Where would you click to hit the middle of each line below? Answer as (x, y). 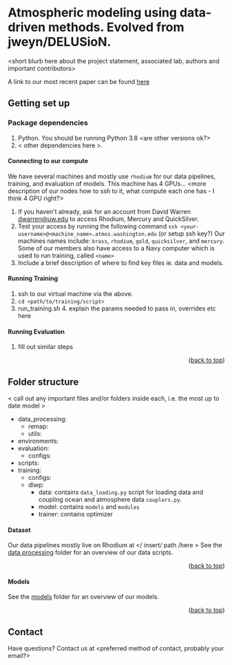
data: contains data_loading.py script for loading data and (121, 492)
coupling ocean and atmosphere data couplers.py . (110, 500)
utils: (35, 434)
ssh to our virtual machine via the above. (75, 294)
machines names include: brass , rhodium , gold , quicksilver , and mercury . (121, 241)
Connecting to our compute (48, 161)
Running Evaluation (36, 331)
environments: (38, 441)
